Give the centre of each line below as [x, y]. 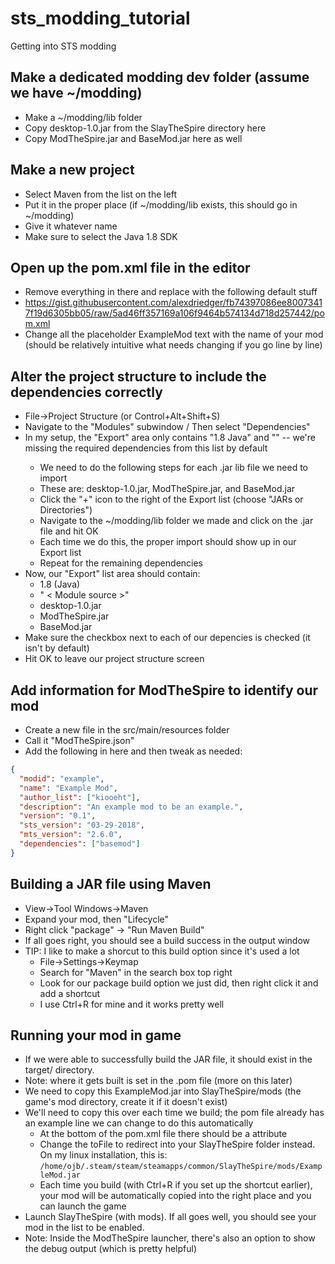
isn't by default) [57, 648]
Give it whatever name [71, 226]
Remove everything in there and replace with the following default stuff [171, 292]
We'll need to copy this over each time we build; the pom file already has [174, 1113]
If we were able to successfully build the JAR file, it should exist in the [168, 1059]
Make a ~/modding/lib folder [83, 117]
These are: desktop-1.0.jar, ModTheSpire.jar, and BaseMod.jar [167, 489]
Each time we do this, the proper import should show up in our [168, 542]
